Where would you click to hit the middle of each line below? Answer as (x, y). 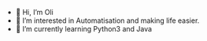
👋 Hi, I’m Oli (34, 12)
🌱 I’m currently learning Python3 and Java (83, 29)
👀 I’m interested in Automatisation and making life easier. (107, 20)
